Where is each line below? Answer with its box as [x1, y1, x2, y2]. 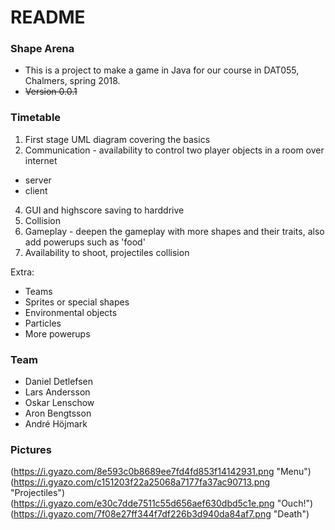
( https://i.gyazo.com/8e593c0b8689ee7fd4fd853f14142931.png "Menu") [10, 466, 312, 478]
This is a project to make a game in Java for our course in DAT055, [24, 64, 300, 76]
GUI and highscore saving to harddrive [24, 204, 185, 216]
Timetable [10, 111, 62, 125]
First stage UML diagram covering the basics [24, 133, 211, 145]
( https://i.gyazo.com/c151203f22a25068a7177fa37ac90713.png [10, 476, 271, 488]
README [10, 6, 86, 29]
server [24, 174, 52, 186]
